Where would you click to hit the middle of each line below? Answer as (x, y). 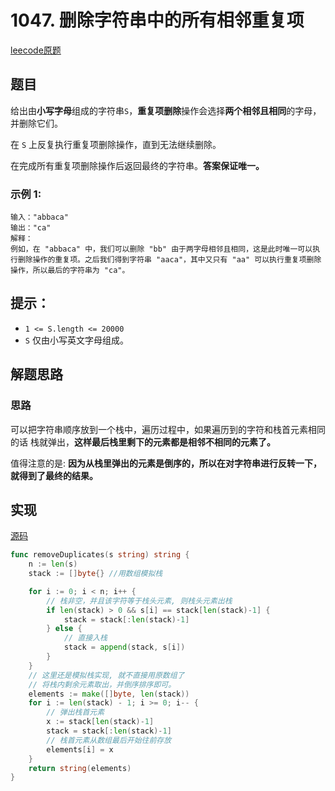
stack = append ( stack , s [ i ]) (124, 647)
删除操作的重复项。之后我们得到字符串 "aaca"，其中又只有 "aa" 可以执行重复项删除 (169, 260)
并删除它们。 (36, 123)
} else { (64, 629)
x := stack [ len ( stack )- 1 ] (100, 722)
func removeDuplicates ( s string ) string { (100, 555)
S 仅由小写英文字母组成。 (76, 340)
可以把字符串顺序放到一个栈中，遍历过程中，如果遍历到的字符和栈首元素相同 (168, 429)
